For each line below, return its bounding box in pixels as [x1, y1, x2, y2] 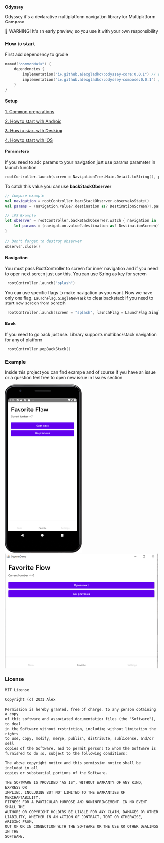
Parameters [5, 149, 29, 154]
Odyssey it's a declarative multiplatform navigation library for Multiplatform [5, 14, 156, 19]
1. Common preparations [5, 108, 55, 114]
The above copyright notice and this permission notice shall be [5, 761, 141, 766]
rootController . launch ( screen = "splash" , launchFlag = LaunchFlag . [7, 310, 150, 315]
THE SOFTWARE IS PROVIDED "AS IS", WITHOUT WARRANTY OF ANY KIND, [5, 780, 143, 785]
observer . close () [5, 244, 41, 249]
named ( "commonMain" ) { [5, 62, 51, 66]
